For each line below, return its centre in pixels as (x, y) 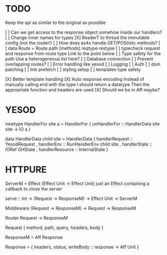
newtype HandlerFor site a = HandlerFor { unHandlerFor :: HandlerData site (82, 123)
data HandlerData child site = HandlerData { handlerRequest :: (69, 138)
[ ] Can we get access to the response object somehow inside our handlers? (84, 32)
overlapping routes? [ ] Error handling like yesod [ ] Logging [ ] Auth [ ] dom (83, 64)
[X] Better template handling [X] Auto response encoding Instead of (75, 79)
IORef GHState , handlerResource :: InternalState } (57, 149)
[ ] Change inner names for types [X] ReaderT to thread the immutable (77, 37)
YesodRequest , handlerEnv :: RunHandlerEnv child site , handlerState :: (79, 144)
